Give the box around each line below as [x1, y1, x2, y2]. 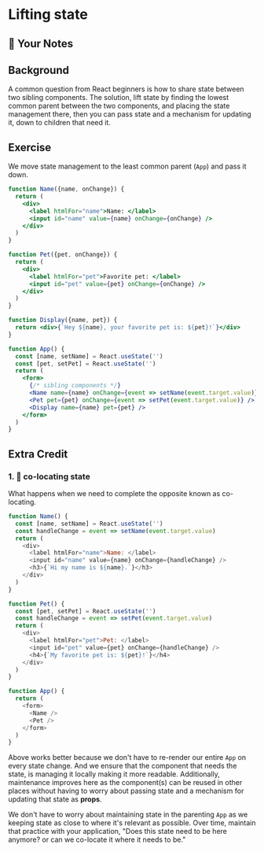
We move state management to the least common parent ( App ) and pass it [8, 161, 247, 171]
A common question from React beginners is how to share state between [8, 84, 245, 94]
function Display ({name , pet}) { [8, 317, 118, 324]
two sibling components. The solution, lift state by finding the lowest [8, 93, 229, 102]
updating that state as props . [8, 795, 102, 804]
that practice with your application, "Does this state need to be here [8, 827, 228, 836]
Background [8, 63, 69, 76]
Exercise [8, 140, 52, 154]
